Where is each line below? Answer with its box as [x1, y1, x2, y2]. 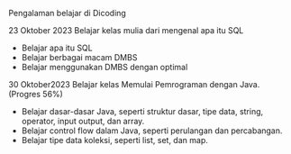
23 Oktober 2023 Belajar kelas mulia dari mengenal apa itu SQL [8, 25, 244, 35]
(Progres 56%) [8, 89, 64, 99]
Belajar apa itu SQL [21, 42, 93, 53]
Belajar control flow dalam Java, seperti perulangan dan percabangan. [21, 125, 283, 136]
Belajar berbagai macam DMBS [21, 52, 138, 62]
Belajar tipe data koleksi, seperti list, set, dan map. [21, 135, 208, 145]
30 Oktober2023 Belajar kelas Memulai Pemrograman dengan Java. [8, 79, 260, 89]
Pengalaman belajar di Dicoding [8, 8, 127, 18]
